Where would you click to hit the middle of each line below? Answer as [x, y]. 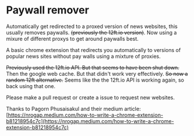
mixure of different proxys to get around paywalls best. [72, 39]
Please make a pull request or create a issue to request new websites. [90, 97]
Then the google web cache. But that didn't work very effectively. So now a [97, 74]
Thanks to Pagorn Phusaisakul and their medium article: [74, 109]
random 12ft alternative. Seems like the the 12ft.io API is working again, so [95, 80]
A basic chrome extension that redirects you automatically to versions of [93, 50]
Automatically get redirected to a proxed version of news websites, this [92, 26]
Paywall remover [48, 10]
